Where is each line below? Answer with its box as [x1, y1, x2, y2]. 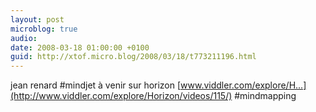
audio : [10, 33, 38, 43]
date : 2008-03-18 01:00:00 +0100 [10, 42, 150, 53]
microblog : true [10, 24, 78, 34]
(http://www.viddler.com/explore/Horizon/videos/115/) [10, 90, 233, 102]
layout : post [10, 14, 65, 25]
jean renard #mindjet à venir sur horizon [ [10, 79, 182, 91]
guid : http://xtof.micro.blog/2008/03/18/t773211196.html [10, 52, 257, 62]
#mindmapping [234, 90, 297, 102]
